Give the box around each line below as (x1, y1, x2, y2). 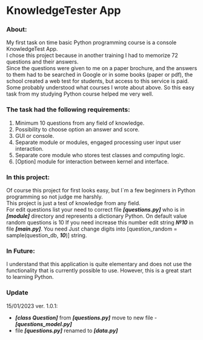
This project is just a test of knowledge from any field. (6, 200, 141, 207)
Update (6, 289, 28, 297)
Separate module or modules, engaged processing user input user (15, 139, 181, 146)
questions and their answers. (6, 58, 79, 65)
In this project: (6, 173, 50, 181)
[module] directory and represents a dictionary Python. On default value (6, 212, 187, 220)
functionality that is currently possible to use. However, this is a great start (6, 267, 192, 274)
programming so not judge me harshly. (6, 193, 103, 200)
